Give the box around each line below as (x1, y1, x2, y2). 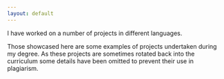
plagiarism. (7, 64, 39, 72)
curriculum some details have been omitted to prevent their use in (7, 56, 194, 65)
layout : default (7, 10, 54, 17)
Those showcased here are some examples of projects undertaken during (7, 42, 217, 50)
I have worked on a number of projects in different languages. (7, 29, 183, 37)
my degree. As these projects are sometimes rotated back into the (7, 49, 195, 58)
